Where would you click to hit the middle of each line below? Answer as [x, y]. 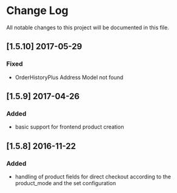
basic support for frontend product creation [69, 127]
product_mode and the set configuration [65, 183]
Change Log [37, 11]
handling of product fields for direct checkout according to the [93, 177]
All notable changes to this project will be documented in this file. [88, 27]
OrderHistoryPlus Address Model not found [69, 77]
